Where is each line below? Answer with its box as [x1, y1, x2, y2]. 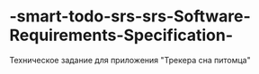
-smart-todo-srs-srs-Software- [9, 6, 252, 27]
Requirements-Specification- [9, 25, 234, 45]
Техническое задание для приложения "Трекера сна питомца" [9, 54, 251, 65]
